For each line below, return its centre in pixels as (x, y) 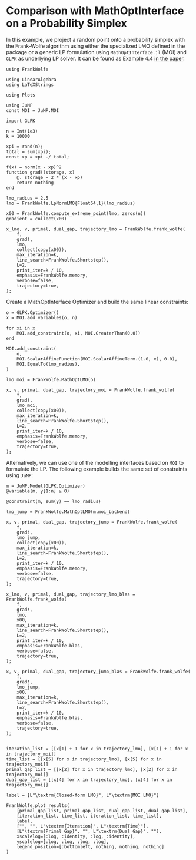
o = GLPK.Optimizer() (33, 312)
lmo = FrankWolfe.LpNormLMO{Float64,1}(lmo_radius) (71, 203)
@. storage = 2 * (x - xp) (50, 177)
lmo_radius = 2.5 (27, 198)
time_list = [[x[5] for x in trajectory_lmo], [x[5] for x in (84, 759)
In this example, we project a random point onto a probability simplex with (96, 39)
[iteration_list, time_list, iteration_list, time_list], (89, 816)
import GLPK (21, 121)
